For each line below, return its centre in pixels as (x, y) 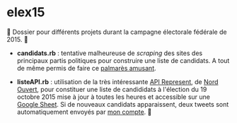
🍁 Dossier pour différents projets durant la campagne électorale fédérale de (117, 32)
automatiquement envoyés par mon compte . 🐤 (84, 112)
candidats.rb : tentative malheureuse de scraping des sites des (110, 53)
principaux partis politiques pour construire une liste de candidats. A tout (123, 60)
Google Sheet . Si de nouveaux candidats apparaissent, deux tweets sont (123, 104)
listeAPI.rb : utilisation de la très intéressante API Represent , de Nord (117, 81)
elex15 (26, 12)
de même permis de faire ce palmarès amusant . (86, 68)
